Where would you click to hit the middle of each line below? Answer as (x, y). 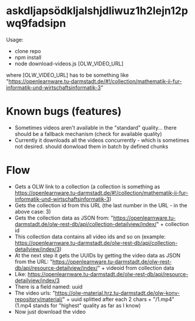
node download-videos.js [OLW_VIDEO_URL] (69, 64)
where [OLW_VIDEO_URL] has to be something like (67, 75)
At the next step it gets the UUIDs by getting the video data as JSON (97, 255)
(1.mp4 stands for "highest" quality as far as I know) (78, 305)
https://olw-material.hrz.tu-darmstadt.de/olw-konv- (118, 293)
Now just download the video (50, 312)
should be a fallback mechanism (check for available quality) (88, 134)
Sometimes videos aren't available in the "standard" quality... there (95, 127)
